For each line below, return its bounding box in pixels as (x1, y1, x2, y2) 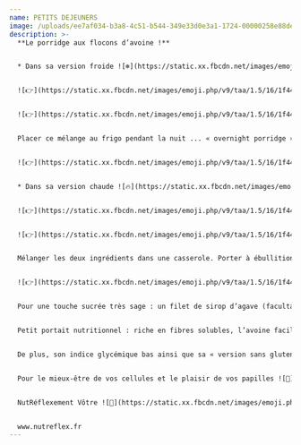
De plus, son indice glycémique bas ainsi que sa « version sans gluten (17, 350, 295, 359)
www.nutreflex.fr (17, 422, 82, 431)
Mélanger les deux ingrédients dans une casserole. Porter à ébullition (17, 254, 295, 263)
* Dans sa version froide (17, 62, 115, 72)
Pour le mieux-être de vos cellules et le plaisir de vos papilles (17, 373, 275, 383)
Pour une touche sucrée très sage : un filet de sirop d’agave (17, 302, 258, 312)
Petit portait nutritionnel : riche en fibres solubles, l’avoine (17, 326, 271, 335)
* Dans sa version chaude (17, 182, 115, 191)
